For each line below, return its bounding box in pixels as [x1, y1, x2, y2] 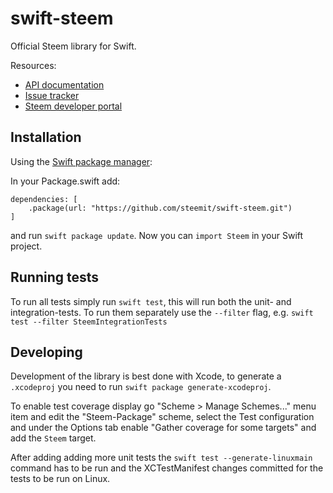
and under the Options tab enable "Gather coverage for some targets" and [10, 422, 317, 434]
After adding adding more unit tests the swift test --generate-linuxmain [10, 452, 313, 464]
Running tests [10, 269, 100, 286]
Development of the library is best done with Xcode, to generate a [10, 370, 282, 382]
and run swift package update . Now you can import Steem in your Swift [10, 229, 304, 241]
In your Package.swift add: [10, 175, 121, 187]
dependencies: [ [10, 194, 78, 204]
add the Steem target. [10, 432, 97, 444]
